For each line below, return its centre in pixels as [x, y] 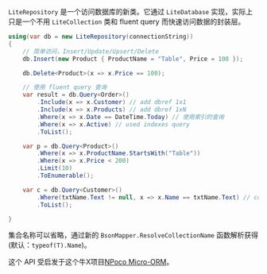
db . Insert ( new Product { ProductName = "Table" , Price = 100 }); [133, 59]
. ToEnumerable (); [65, 176]
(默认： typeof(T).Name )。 [50, 245]
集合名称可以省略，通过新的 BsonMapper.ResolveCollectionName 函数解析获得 [133, 235]
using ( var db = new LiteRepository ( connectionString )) [101, 37]
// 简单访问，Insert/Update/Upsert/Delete [91, 51]
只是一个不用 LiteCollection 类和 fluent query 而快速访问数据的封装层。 [127, 21]
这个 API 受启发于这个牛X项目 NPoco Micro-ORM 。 [91, 262]
